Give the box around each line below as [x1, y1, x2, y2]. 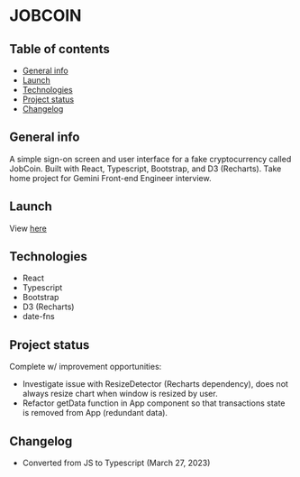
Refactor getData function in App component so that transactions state [22, 398, 286, 408]
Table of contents [9, 41, 110, 57]
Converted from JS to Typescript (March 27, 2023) [22, 457, 211, 469]
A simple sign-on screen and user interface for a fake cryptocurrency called [9, 153, 292, 164]
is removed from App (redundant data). [22, 408, 168, 418]
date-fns [22, 311, 56, 322]
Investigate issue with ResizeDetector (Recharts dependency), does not [22, 379, 288, 390]
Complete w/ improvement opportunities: [9, 362, 162, 372]
